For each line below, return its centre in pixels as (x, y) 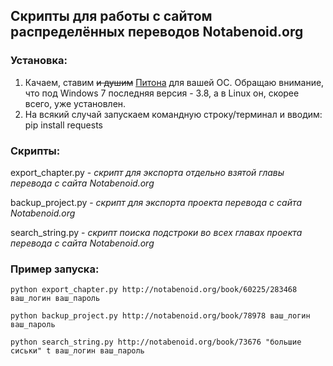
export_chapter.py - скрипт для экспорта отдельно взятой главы (147, 172)
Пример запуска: (55, 269)
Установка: (39, 61)
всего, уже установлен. (75, 103)
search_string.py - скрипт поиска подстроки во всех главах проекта (156, 232)
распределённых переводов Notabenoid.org (157, 32)
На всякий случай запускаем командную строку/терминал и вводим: (173, 114)
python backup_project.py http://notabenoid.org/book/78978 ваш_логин (160, 316)
